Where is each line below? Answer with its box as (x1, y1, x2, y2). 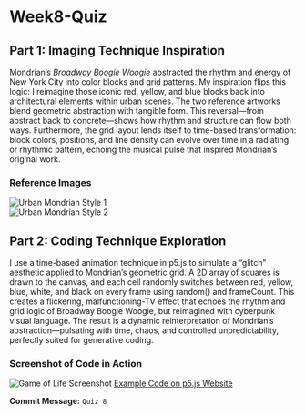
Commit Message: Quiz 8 (9, 396, 107, 407)
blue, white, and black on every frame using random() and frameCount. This (9, 287, 295, 298)
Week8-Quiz (9, 6, 107, 27)
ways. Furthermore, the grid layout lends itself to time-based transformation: (9, 125, 297, 136)
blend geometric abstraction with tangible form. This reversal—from (9, 106, 264, 116)
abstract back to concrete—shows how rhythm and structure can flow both (9, 116, 291, 126)
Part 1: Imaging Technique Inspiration (9, 43, 226, 58)
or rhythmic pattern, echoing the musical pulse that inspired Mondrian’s (9, 144, 278, 155)
